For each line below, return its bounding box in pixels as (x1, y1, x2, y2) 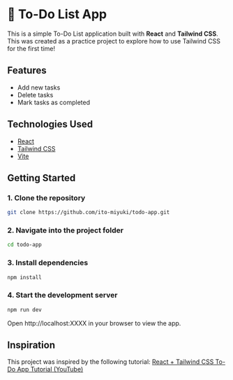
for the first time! (7, 44, 56, 52)
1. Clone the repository (7, 192, 86, 202)
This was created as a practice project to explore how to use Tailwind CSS (7, 36, 221, 45)
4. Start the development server (7, 290, 118, 300)
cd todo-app (7, 241, 42, 248)
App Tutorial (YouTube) (17, 365, 84, 374)
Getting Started (7, 171, 76, 184)
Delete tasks (17, 90, 54, 99)
